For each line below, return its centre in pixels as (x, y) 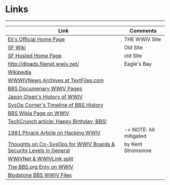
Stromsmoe (138, 150)
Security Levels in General (39, 150)
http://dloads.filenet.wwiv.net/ (44, 64)
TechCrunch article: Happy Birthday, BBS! (57, 121)
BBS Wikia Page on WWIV (39, 113)
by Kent (133, 144)
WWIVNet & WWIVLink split (40, 159)
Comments (143, 30)
